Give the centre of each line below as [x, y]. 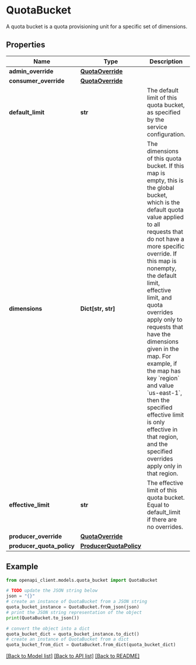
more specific [166, 246]
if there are [162, 519]
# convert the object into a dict [48, 628]
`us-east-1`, [164, 393]
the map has [164, 371]
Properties [26, 45]
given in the [163, 349]
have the [159, 334]
